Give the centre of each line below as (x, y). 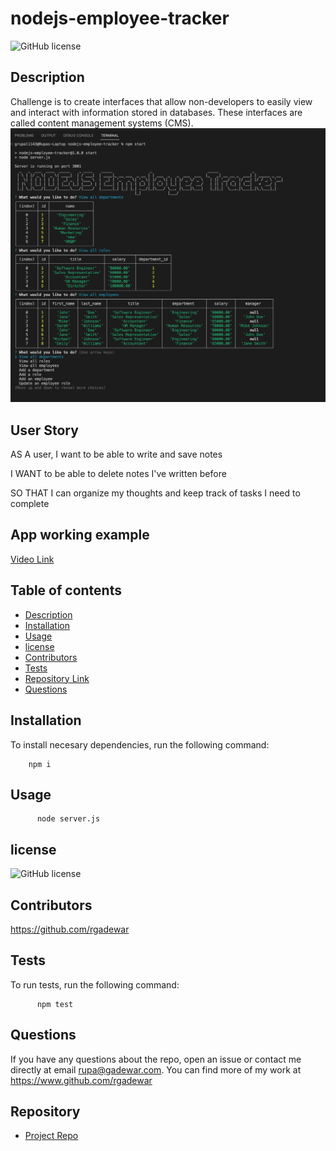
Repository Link (57, 678)
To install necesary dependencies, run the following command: (140, 744)
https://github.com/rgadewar (70, 929)
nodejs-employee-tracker (120, 18)
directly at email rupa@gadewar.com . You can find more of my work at (156, 1069)
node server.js (68, 819)
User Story (44, 430)
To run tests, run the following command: (95, 984)
